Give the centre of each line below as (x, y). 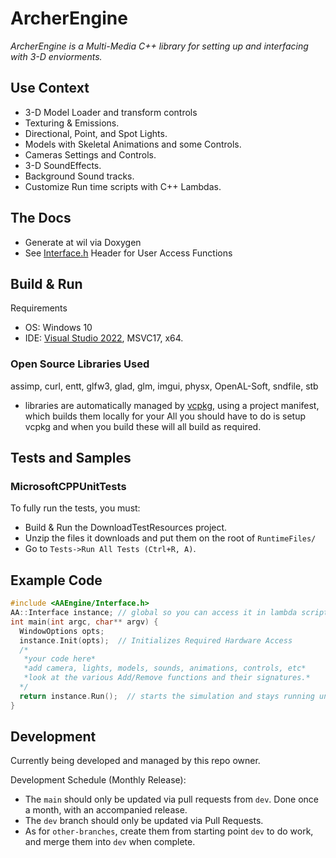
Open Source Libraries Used (80, 364)
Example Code (56, 580)
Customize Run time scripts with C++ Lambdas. (123, 186)
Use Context (50, 88)
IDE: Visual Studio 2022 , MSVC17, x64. (104, 338)
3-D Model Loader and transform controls (111, 112)
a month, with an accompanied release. (106, 810)
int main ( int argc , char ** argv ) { (84, 622)
